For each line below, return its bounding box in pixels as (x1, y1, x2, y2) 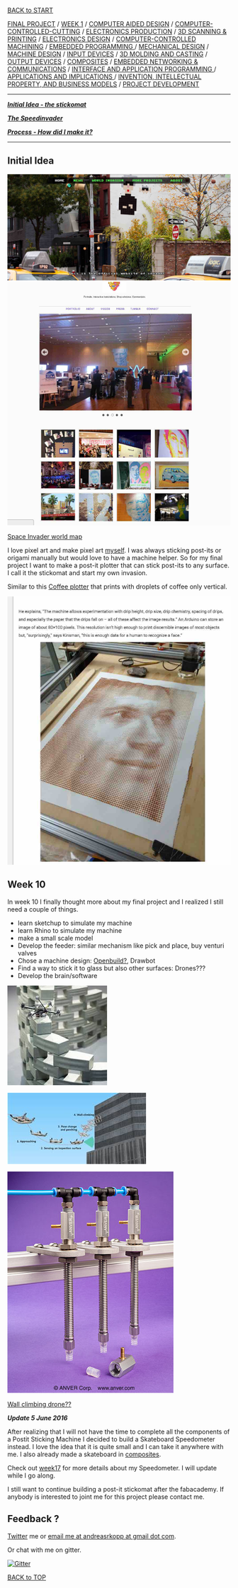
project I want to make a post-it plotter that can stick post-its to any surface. (7, 561, 230, 569)
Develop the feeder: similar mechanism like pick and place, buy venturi (17, 941, 225, 950)
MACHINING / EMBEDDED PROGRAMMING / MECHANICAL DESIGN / (7, 42, 209, 50)
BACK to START (7, 6, 54, 14)
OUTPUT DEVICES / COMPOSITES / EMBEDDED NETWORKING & (7, 57, 198, 66)
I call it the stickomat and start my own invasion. (7, 569, 147, 577)
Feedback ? (7, 1513, 59, 1525)
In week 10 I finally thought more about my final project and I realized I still (7, 897, 224, 906)
